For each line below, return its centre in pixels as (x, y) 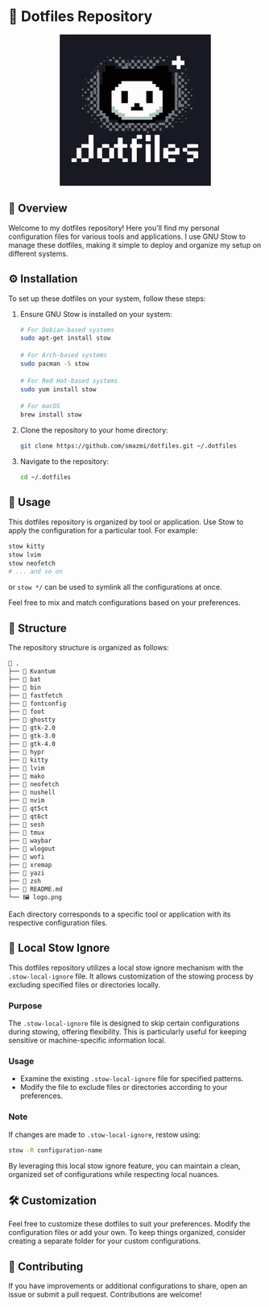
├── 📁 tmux (27, 833)
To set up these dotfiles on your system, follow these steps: (107, 299)
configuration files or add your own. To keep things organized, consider (127, 1233)
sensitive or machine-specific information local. (87, 1041)
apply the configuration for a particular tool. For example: (103, 530)
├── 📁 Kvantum (32, 672)
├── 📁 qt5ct (28, 809)
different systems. (38, 253)
